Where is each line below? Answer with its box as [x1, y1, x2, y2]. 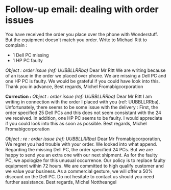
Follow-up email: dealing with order [5, 4, 159, 15]
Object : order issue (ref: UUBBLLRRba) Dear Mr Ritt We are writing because [5, 67, 166, 73]
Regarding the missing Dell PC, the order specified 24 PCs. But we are [5, 146, 153, 152]
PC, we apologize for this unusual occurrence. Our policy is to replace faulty [5, 157, 166, 164]
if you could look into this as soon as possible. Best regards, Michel [5, 120, 147, 126]
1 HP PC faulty [12, 57, 43, 63]
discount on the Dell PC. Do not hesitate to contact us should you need [5, 173, 155, 179]
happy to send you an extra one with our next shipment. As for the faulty [5, 152, 158, 158]
